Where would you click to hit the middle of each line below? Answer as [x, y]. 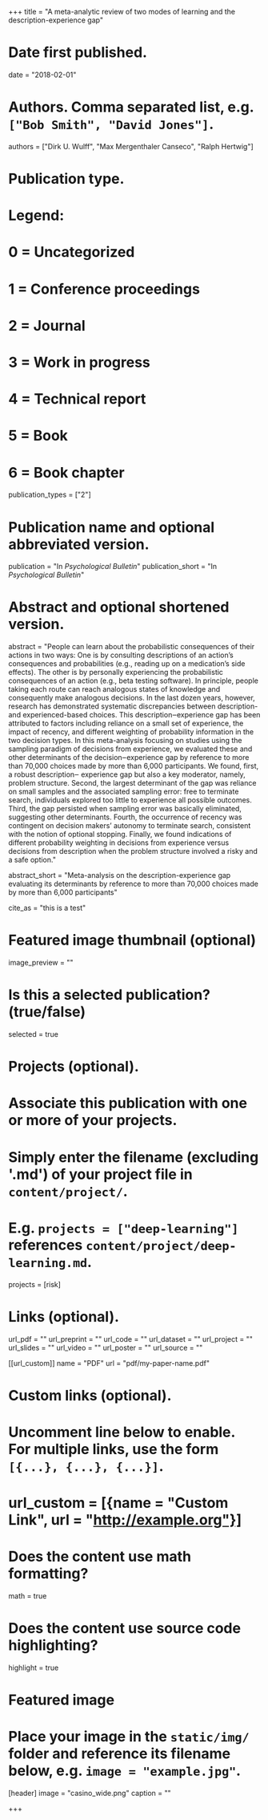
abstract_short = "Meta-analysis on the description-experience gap [120, 875]
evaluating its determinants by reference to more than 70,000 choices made [133, 884]
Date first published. [78, 53]
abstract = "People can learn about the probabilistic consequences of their [132, 647]
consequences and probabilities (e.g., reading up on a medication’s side [127, 664]
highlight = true [34, 1668]
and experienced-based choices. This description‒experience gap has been [134, 715]
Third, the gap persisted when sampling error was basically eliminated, [125, 809]
